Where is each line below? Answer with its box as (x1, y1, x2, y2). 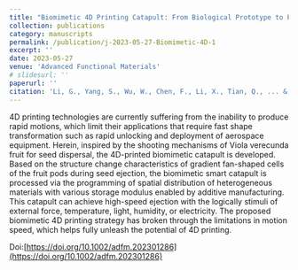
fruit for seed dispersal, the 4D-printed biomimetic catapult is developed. (9, 149, 277, 159)
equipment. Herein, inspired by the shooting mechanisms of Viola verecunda (9, 139, 289, 150)
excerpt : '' (9, 46, 53, 55)
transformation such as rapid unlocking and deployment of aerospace (9, 130, 264, 141)
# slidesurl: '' (9, 71, 69, 80)
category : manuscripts (9, 29, 93, 38)
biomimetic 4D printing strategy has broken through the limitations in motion (9, 214, 288, 226)
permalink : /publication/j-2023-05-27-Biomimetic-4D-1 (9, 37, 216, 47)
